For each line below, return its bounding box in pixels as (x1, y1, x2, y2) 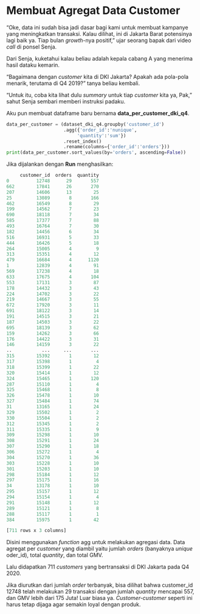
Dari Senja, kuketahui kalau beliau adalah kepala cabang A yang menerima (6, 55, 193, 62)
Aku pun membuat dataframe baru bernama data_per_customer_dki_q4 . (6, 109, 190, 117)
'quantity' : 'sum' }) (77, 132, 126, 138)
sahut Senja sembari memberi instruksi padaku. (6, 98, 126, 105)
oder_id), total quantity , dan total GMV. (6, 551, 103, 559)
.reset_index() (63, 138, 102, 145)
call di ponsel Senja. (6, 43, 57, 50)
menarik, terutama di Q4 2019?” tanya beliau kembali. (6, 80, 140, 87)
